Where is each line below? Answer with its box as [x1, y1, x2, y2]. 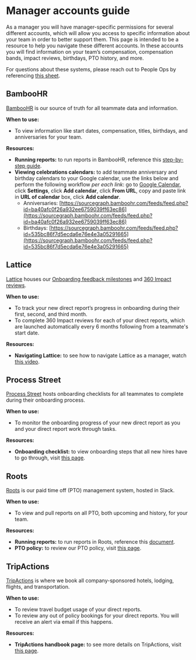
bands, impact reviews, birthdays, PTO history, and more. [6, 54, 144, 61]
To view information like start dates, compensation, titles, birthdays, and [14, 127, 188, 134]
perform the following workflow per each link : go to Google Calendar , [14, 181, 181, 188]
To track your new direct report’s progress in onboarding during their [14, 304, 180, 311]
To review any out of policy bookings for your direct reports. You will [14, 612, 179, 619]
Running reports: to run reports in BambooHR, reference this [14, 156, 162, 163]
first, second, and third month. [14, 310, 87, 317]
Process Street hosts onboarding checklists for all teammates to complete [6, 391, 184, 398]
